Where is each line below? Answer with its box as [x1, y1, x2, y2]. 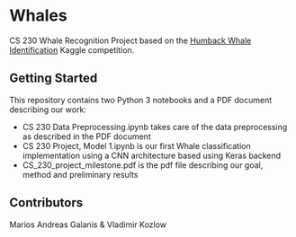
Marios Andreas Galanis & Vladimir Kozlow [9, 219, 167, 230]
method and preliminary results [22, 169, 139, 180]
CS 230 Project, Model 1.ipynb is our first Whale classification [22, 140, 251, 151]
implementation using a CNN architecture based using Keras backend [22, 150, 282, 161]
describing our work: [9, 104, 87, 115]
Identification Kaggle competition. [9, 44, 135, 55]
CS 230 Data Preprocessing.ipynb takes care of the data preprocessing [22, 121, 288, 132]
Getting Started [9, 71, 98, 86]
